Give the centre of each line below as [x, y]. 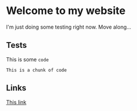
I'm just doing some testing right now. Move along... [68, 27]
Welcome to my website [66, 11]
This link [16, 102]
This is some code [27, 59]
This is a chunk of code [36, 70]
